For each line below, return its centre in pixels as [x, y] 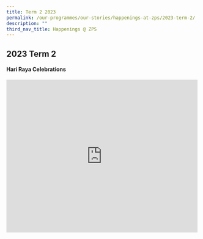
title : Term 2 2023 [31, 12]
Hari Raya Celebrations [36, 69]
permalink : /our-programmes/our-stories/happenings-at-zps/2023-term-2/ [101, 18]
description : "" [27, 23]
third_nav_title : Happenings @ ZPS [52, 29]
